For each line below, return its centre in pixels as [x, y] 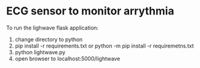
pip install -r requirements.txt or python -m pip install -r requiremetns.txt [104, 46]
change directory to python [49, 39]
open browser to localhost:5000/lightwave [67, 58]
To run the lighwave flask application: [53, 28]
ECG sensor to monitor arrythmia [90, 11]
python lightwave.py [40, 52]
